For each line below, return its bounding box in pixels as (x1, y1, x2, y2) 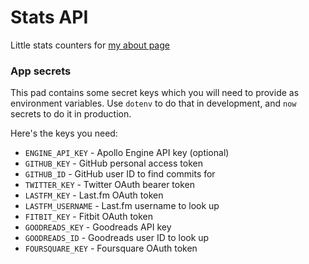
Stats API (10, 6, 89, 29)
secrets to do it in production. (10, 108, 132, 120)
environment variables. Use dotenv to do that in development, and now (10, 97, 297, 110)
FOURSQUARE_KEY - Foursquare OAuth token (24, 242, 198, 255)
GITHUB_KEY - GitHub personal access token (24, 157, 203, 170)
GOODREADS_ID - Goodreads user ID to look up (24, 232, 210, 244)
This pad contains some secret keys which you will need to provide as (10, 87, 300, 99)
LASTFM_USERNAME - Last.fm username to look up (24, 200, 220, 212)
